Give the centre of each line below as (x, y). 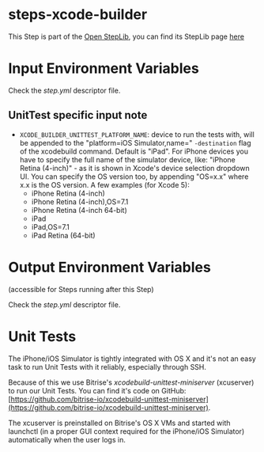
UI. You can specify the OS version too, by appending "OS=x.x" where (134, 177)
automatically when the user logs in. (67, 439)
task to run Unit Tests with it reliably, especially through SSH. (107, 367)
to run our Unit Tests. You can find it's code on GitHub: (97, 390)
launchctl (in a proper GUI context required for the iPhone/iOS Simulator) (126, 431)
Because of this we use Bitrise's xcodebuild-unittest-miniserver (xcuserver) (131, 382)
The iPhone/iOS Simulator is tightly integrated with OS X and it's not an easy (132, 359)
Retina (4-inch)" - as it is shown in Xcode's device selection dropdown (135, 168)
